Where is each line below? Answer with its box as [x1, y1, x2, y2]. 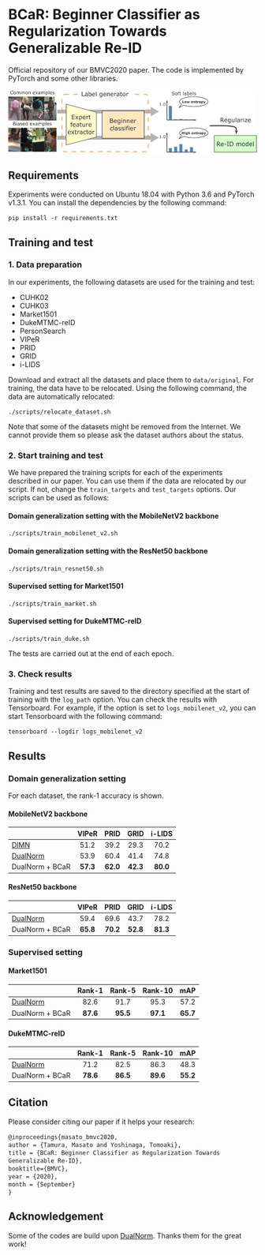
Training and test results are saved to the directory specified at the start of [8, 687, 250, 696]
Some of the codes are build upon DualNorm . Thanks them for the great [8, 1231, 242, 1240]
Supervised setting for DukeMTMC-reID [8, 616, 142, 626]
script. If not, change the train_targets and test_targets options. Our [8, 485, 237, 494]
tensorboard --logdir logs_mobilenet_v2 [8, 728, 144, 736]
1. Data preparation [8, 259, 83, 270]
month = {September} [8, 1180, 77, 1189]
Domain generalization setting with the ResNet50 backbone [8, 546, 208, 556]
